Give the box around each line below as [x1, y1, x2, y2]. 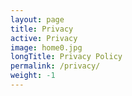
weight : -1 [10, 71, 56, 81]
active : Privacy [10, 33, 78, 43]
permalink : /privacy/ [10, 61, 101, 71]
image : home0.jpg [10, 42, 83, 53]
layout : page [10, 14, 65, 25]
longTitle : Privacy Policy [10, 52, 123, 62]
